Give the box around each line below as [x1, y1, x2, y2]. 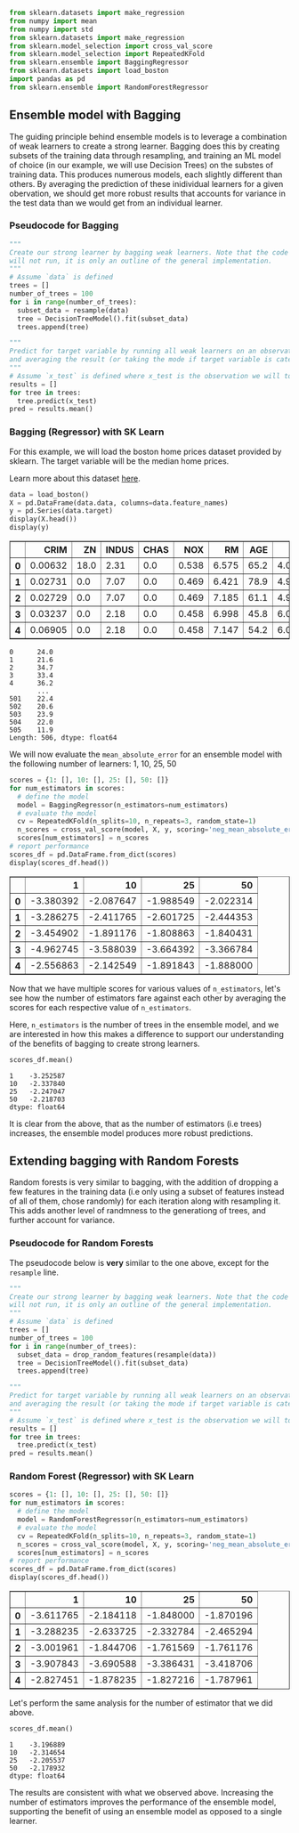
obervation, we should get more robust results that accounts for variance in [9, 188, 287, 199]
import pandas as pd [9, 75, 86, 84]
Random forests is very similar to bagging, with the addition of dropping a [9, 1177, 279, 1188]
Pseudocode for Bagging [9, 219, 119, 231]
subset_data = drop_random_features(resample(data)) [17, 1350, 217, 1359]
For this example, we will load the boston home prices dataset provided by [9, 446, 282, 457]
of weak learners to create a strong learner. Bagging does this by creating [9, 141, 280, 151]
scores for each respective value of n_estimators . [9, 1002, 191, 1012]
